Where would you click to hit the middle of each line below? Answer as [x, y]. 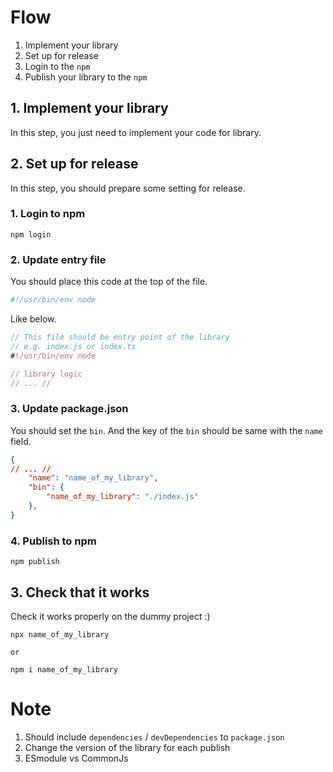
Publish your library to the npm [86, 77]
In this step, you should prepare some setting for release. [128, 188]
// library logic [46, 374]
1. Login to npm [48, 214]
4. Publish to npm [53, 541]
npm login [31, 234]
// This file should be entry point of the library [120, 337]
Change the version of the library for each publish [127, 747]
